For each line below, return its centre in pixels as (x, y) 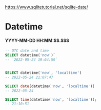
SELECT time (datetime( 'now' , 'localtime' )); (51, 99)
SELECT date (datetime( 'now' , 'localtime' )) (50, 86)
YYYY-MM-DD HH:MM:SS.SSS (37, 40)
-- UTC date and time (27, 51)
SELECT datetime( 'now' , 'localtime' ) (43, 73)
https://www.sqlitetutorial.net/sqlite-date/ (47, 7)
